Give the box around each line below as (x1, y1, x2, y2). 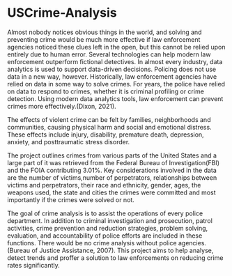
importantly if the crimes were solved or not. (7, 195, 134, 204)
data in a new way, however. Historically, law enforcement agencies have (7, 72, 217, 81)
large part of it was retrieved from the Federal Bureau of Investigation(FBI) (7, 158, 219, 167)
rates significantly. (7, 261, 61, 269)
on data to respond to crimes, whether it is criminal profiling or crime (7, 87, 204, 95)
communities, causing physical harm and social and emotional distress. (7, 123, 212, 131)
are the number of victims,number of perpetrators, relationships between (7, 173, 217, 182)
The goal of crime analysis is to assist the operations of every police (7, 209, 203, 217)
